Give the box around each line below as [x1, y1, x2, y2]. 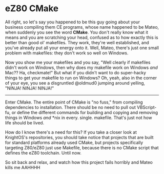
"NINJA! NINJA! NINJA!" [5, 85, 54, 91]
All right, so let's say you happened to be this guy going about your [5, 19, 140, 25]
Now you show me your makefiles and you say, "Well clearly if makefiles [5, 59, 151, 65]
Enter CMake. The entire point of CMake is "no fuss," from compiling [5, 99, 143, 105]
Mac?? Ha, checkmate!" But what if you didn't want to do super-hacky [5, 70, 146, 75]
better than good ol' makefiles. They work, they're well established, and [5, 39, 149, 45]
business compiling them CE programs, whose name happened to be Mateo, [5, 24, 159, 30]
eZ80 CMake [5, 3, 59, 14]
